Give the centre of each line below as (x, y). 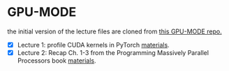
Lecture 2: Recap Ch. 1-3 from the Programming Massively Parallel (113, 53)
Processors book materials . (57, 61)
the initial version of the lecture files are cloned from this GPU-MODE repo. (114, 31)
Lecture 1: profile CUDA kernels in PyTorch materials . (93, 45)
